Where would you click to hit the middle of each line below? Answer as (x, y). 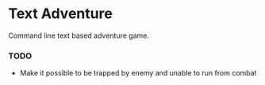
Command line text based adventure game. (79, 35)
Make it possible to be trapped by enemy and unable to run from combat (138, 73)
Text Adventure (60, 14)
